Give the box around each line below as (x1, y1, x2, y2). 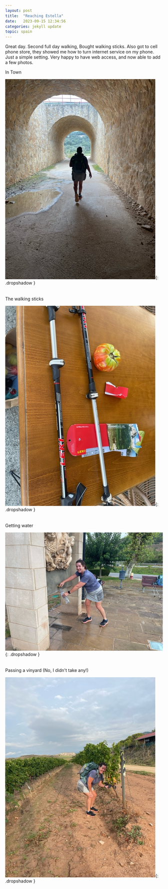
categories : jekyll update (5, 24, 61, 29)
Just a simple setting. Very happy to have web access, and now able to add (5, 54, 161, 60)
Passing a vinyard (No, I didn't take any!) (5, 667, 89, 673)
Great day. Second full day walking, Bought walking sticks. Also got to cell (5, 44, 157, 50)
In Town (5, 69, 21, 75)
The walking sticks (5, 296, 44, 302)
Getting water (5, 523, 33, 529)
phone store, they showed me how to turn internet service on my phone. (5, 49, 154, 55)
